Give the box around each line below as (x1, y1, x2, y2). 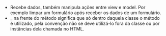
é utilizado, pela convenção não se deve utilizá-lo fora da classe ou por (10, 20, 160, 26)
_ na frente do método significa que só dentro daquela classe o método (10, 15, 160, 21)
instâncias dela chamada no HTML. (10, 26, 85, 32)
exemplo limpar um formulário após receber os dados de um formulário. (10, 10, 161, 16)
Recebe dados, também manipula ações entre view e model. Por (10, 5, 146, 10)
